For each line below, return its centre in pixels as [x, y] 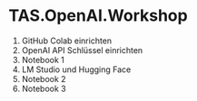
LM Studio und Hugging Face [76, 69]
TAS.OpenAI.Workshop [98, 16]
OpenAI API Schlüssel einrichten [82, 50]
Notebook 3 [44, 88]
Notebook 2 [44, 78]
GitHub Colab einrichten [67, 41]
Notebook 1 [43, 60]
